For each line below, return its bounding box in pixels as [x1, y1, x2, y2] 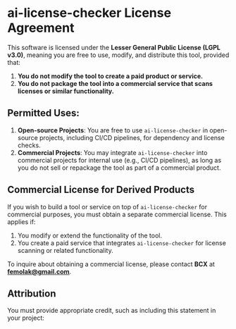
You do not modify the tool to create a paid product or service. [17, 72, 204, 80]
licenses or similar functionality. [17, 87, 114, 95]
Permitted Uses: [7, 107, 80, 119]
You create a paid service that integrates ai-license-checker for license [17, 238, 227, 247]
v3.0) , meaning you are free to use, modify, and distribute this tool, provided [7, 51, 230, 59]
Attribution [7, 287, 56, 299]
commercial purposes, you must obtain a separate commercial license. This [7, 210, 227, 218]
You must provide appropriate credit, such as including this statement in [7, 306, 216, 315]
